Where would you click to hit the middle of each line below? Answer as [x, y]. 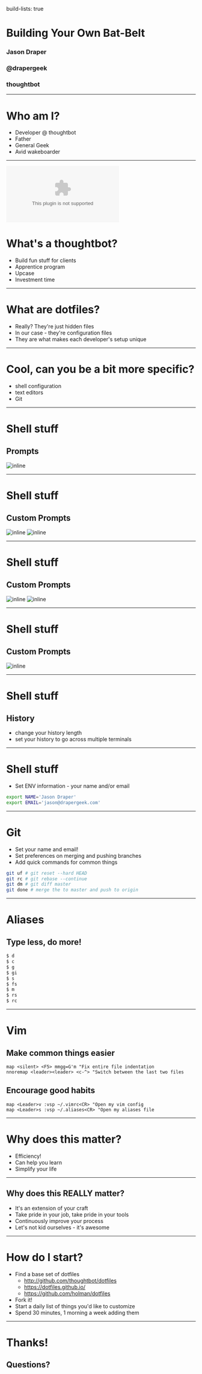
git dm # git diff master [38, 884]
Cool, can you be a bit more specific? [100, 369]
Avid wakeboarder [38, 152]
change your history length [48, 733]
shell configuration [38, 386]
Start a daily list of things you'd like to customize [75, 1306]
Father [23, 139]
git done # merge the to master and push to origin [72, 890]
